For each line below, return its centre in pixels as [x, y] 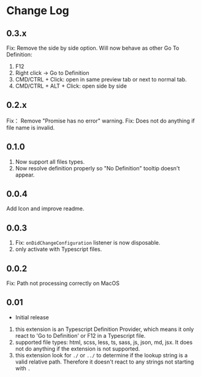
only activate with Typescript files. [59, 249]
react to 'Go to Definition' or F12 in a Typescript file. [80, 335]
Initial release [32, 317]
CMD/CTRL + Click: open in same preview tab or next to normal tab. [101, 79]
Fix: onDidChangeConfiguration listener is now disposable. [88, 243]
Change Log [38, 11]
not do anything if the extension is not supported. [78, 348]
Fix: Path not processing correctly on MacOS [63, 283]
